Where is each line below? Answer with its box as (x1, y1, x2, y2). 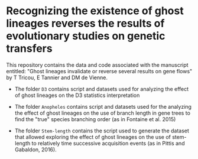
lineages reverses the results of (6, 17, 165, 30)
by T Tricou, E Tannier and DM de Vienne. (6, 74, 108, 81)
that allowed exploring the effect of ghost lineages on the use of (14, 133, 171, 140)
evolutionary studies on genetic (6, 30, 165, 43)
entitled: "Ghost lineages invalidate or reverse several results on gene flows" (6, 67, 193, 74)
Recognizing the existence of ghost (6, 4, 184, 18)
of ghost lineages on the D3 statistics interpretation (14, 92, 140, 99)
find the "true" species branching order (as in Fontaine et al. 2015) (14, 115, 176, 122)
